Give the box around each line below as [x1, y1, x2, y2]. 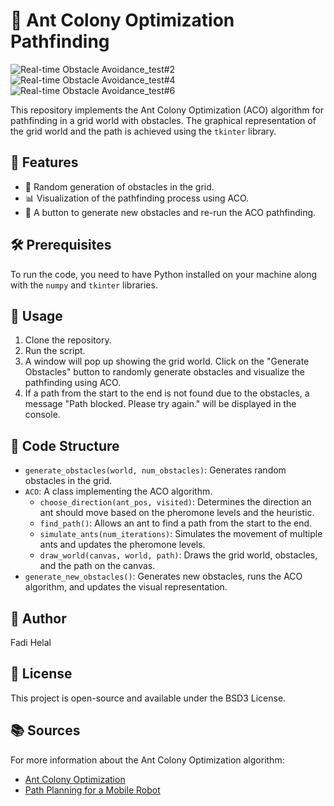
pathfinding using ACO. [24, 377, 122, 389]
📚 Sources [10, 722, 81, 739]
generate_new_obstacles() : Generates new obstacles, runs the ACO [24, 570, 303, 583]
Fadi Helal [10, 637, 52, 648]
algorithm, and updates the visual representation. [24, 581, 228, 593]
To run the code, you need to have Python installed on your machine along [10, 268, 318, 280]
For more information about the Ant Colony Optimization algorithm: [10, 754, 285, 766]
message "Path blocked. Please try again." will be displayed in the [24, 398, 297, 410]
